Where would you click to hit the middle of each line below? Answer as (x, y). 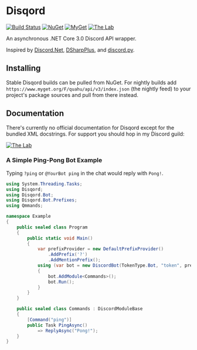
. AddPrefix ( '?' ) (68, 255)
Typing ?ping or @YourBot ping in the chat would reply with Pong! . (85, 173)
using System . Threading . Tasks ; (44, 184)
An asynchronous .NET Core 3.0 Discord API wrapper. (71, 38)
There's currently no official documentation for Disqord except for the (90, 127)
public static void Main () (60, 238)
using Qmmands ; (25, 206)
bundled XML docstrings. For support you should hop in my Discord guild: (95, 134)
